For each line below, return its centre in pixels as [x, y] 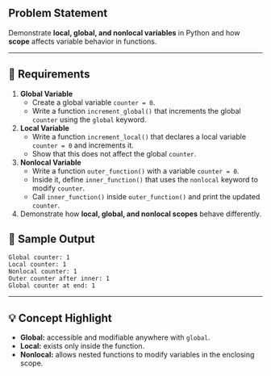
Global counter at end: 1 [52, 286]
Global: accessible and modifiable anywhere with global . [115, 337]
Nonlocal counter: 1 [43, 272]
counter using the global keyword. [89, 119]
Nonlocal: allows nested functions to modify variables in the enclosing [137, 355]
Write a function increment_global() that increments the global [137, 111]
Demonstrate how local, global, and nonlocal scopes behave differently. [141, 214]
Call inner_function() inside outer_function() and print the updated [146, 196]
